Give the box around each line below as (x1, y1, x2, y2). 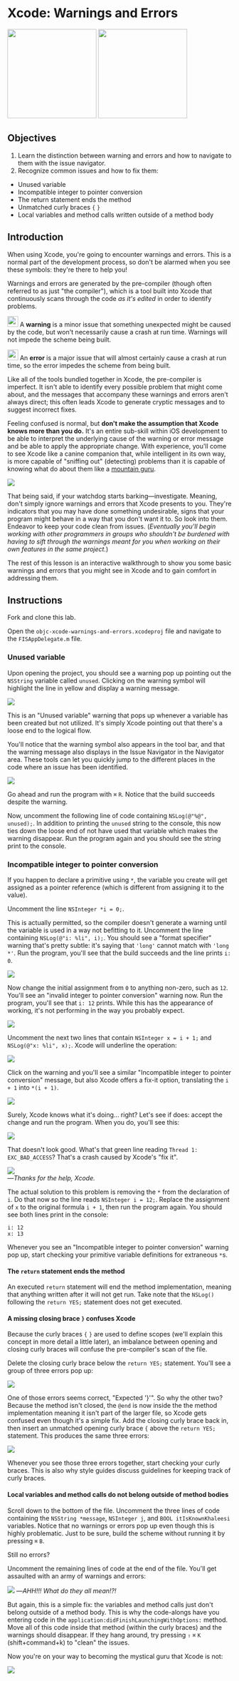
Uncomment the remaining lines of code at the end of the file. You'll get (7, 1564, 217, 1573)
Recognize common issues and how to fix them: (17, 166, 159, 175)
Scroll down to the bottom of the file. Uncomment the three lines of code (7, 1506, 221, 1515)
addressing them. (7, 573, 59, 582)
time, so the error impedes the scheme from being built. (7, 361, 171, 369)
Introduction (7, 231, 64, 243)
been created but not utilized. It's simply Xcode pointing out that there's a (7, 718, 223, 727)
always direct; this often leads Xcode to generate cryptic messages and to (7, 397, 225, 406)
